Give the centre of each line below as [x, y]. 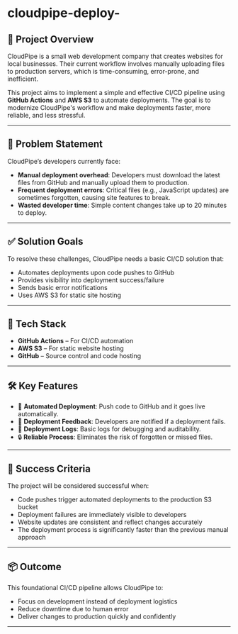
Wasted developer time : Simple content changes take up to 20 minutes [122, 205]
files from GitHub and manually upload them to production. [103, 182]
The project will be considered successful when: [78, 486]
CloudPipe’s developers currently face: [64, 161]
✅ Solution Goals [45, 241]
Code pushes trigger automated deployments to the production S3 [115, 500]
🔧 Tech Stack [37, 324]
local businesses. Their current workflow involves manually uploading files [116, 64]
